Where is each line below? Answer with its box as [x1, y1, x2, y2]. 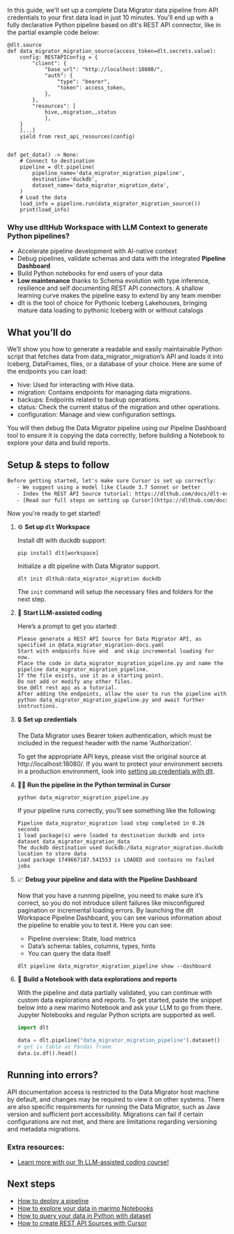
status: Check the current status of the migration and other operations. [17, 403, 221, 411]
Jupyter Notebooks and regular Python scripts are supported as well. [17, 1011, 216, 1019]
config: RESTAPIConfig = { [19, 54, 98, 61]
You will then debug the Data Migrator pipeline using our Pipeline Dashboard [7, 424, 227, 432]
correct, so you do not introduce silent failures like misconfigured [17, 899, 205, 907]
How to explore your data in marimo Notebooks [17, 1204, 153, 1212]
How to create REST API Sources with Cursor [17, 1219, 148, 1227]
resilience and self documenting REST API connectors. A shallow [17, 284, 204, 292]
